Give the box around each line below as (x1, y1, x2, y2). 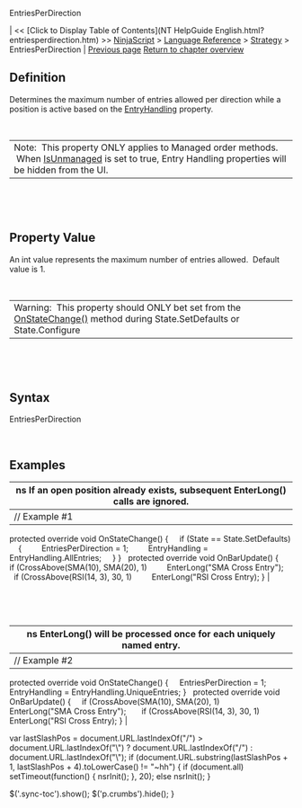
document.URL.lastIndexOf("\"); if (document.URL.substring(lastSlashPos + (9, 752, 289, 763)
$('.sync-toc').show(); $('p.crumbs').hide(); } (9, 788, 175, 799)
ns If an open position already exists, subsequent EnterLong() (15, 484, 287, 497)
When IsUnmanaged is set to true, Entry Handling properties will (16, 152, 287, 164)
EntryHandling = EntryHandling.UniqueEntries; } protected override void (9, 687, 280, 697)
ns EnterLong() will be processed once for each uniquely (26, 628, 276, 641)
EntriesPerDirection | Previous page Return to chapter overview (9, 44, 244, 55)
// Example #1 (13, 511, 74, 523)
